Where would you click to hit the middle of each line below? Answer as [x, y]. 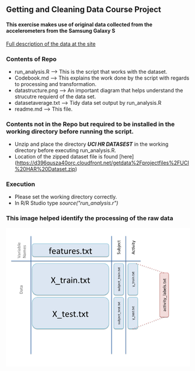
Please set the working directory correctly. [66, 197]
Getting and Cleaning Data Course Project [84, 10]
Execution [21, 184]
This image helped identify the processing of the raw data [90, 218]
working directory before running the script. [70, 131]
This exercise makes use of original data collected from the [79, 24]
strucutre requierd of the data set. [55, 97]
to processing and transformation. [55, 84]
